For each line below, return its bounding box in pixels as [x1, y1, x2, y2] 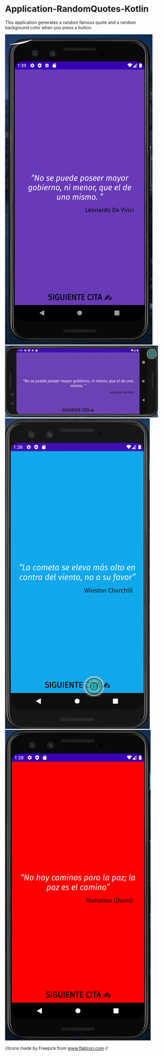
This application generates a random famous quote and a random [5, 19, 136, 25]
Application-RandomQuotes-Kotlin [5, 3, 149, 15]
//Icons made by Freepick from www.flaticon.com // [5, 1045, 108, 1051]
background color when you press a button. [5, 24, 93, 30]
